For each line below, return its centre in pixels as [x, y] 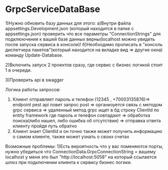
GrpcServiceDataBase [53, 9]
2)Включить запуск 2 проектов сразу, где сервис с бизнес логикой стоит [84, 65]
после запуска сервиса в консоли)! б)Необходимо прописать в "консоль [84, 44]
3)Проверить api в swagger [34, 80]
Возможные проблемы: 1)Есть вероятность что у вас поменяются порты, [84, 146]
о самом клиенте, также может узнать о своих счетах [71, 136]
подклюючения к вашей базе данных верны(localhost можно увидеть [80, 39]
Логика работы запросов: [33, 89]
